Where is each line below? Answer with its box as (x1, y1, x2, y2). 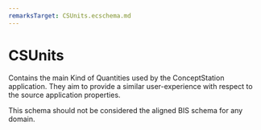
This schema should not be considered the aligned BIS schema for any (8, 105, 243, 115)
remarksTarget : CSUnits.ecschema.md (8, 11, 131, 20)
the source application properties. (8, 90, 121, 100)
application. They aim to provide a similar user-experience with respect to (8, 81, 253, 91)
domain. (8, 114, 35, 124)
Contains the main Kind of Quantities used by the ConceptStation (8, 73, 225, 83)
